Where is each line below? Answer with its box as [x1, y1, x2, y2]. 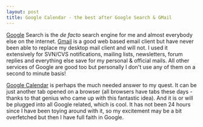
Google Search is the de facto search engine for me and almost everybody [6, 31, 193, 38]
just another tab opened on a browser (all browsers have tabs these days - [6, 88, 193, 95]
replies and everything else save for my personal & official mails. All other [6, 57, 190, 64]
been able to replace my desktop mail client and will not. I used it [6, 44, 168, 51]
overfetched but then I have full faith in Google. [6, 113, 124, 121]
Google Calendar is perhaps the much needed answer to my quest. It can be [6, 81, 197, 88]
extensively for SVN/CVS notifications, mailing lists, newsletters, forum [6, 50, 183, 57]
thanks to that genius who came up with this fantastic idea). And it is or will [6, 94, 193, 102]
